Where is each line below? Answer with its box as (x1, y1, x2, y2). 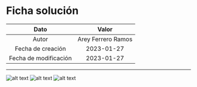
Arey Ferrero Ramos (77, 35, 133, 43)
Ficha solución (6, 4, 79, 18)
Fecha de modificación (9, 54, 72, 62)
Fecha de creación (15, 44, 66, 53)
